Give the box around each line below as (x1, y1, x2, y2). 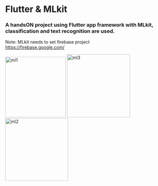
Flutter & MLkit (5, 4, 68, 15)
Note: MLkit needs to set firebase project (5, 39, 90, 45)
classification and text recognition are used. (5, 28, 115, 35)
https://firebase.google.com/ (5, 44, 65, 51)
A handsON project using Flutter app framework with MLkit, (5, 22, 153, 29)
